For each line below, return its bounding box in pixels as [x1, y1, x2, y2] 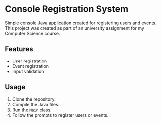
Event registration [12, 63, 49, 69]
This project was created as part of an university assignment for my [5, 25, 145, 31]
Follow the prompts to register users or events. [12, 112, 109, 118]
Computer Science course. [5, 30, 60, 36]
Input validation [12, 68, 44, 74]
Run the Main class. [12, 107, 52, 113]
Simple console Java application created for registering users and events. [5, 20, 157, 26]
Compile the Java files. [12, 101, 60, 107]
